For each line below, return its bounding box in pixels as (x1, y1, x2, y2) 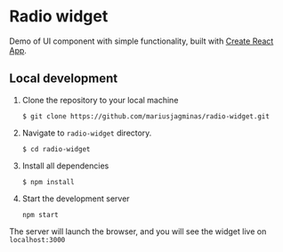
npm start (21, 210, 60, 219)
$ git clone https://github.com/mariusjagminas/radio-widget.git (21, 111, 270, 121)
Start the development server (21, 193, 131, 204)
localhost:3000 (9, 235, 66, 244)
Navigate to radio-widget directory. (21, 127, 152, 138)
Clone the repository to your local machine (21, 94, 179, 105)
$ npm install (21, 177, 75, 186)
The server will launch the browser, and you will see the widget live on (9, 225, 267, 237)
